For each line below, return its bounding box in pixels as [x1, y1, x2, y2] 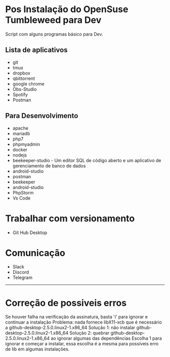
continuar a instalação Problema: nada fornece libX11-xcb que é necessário [5, 319, 162, 325]
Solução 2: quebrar [69, 330, 110, 336]
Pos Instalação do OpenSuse [5, 4, 129, 15]
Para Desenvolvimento [5, 111, 78, 120]
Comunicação [5, 247, 66, 259]
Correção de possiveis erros [5, 297, 127, 308]
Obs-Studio [12, 86, 37, 92]
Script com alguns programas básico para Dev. [5, 31, 103, 37]
